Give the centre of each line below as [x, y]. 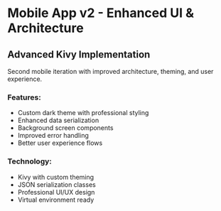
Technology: [29, 161]
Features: [24, 97]
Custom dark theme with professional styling [83, 113]
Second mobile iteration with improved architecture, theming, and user [110, 71]
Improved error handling [53, 136]
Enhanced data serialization [58, 120]
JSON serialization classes [56, 184]
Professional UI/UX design [56, 192]
